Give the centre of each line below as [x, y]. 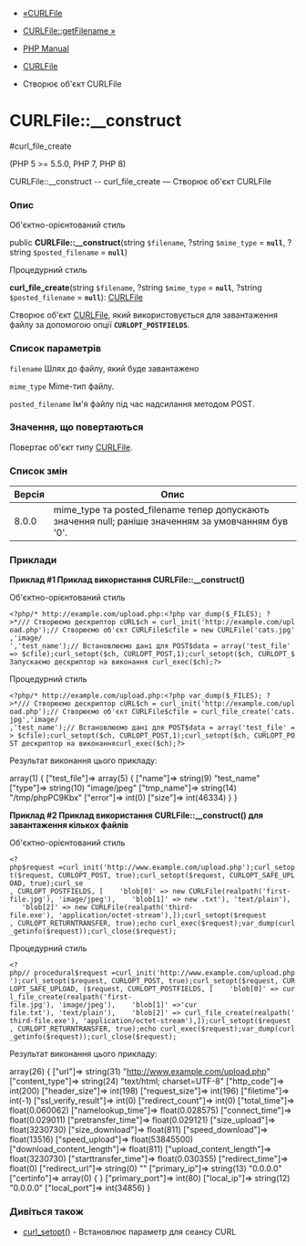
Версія [30, 495]
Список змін [39, 471]
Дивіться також [46, 1211]
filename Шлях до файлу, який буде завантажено [104, 368]
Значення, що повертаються [76, 427]
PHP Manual [46, 48]
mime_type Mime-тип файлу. [62, 386]
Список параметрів [56, 349]
